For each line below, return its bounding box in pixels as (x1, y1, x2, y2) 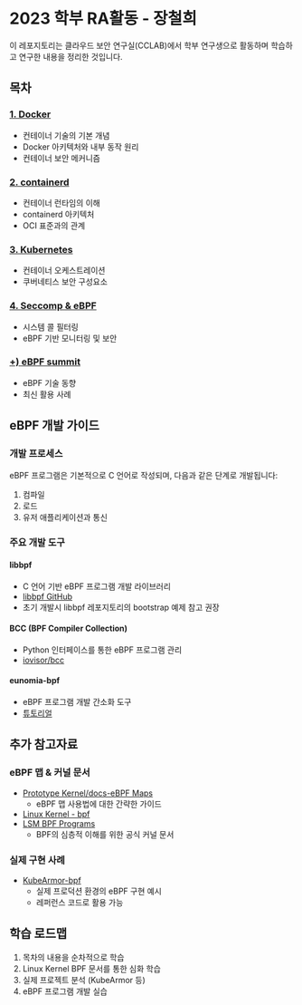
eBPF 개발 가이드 (9, 418, 99, 433)
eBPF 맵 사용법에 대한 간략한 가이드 (35, 798, 163, 809)
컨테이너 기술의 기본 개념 (22, 130, 110, 140)
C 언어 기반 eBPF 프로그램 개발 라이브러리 (22, 581, 172, 592)
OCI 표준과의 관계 (22, 219, 86, 231)
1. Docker (9, 108, 52, 121)
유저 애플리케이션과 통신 (22, 511, 109, 522)
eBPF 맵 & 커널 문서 (9, 767, 90, 779)
